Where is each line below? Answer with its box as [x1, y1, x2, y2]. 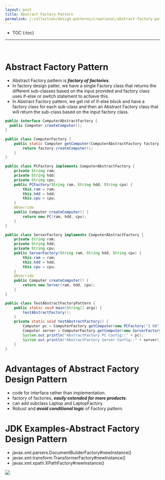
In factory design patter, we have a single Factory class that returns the [12, 83, 157, 89]
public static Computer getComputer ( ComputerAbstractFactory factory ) [14, 141, 162, 146]
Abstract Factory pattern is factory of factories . [12, 77, 110, 84]
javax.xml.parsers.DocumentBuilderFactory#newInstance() [12, 449, 132, 456]
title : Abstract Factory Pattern [5, 12, 74, 17]
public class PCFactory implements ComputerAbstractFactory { [5, 164, 135, 169]
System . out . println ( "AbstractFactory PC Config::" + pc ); [23, 333, 144, 338]
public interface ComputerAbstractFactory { [5, 119, 98, 124]
